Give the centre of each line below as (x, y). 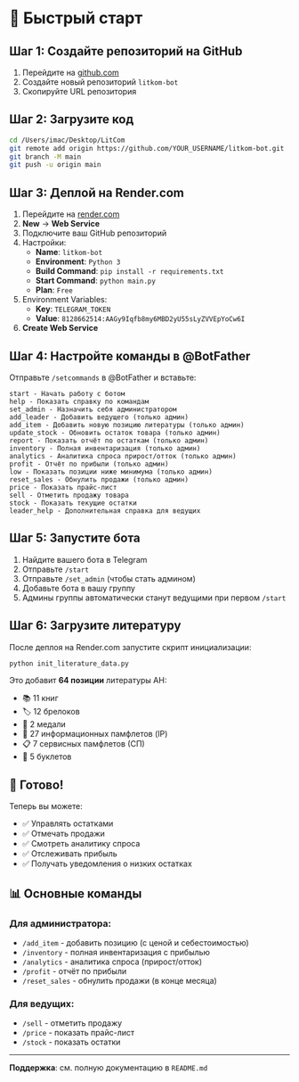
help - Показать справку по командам (79, 401)
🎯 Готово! (36, 785)
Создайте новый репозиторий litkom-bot (100, 82)
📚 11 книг (40, 698)
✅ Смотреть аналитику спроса (81, 844)
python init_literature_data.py (69, 664)
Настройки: (44, 243)
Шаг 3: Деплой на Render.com (97, 192)
